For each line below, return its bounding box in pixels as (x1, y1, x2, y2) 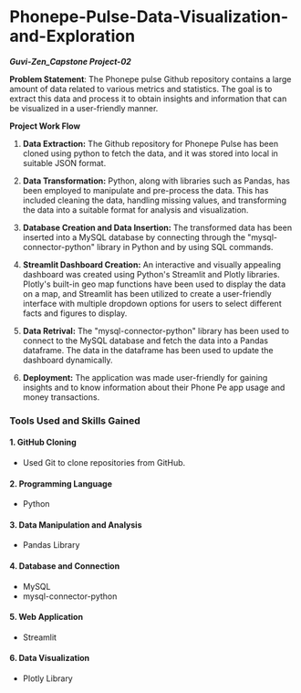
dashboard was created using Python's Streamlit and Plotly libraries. (22, 268, 280, 279)
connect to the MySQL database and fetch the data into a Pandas (22, 335, 269, 346)
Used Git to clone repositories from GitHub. (22, 457, 186, 468)
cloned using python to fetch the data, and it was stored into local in (22, 148, 278, 159)
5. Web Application (9, 612, 84, 623)
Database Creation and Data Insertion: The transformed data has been (22, 222, 293, 233)
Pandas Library (22, 540, 80, 551)
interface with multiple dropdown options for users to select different (22, 298, 282, 309)
